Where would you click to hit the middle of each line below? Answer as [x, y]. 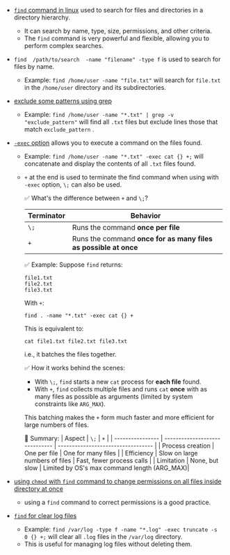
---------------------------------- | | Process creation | [136, 446]
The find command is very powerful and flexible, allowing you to [117, 38]
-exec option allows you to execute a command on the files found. [108, 143]
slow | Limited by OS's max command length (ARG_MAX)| [107, 468]
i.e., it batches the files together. [70, 354]
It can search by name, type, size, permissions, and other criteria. [118, 31]
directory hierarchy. [42, 17]
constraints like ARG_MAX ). [70, 404]
